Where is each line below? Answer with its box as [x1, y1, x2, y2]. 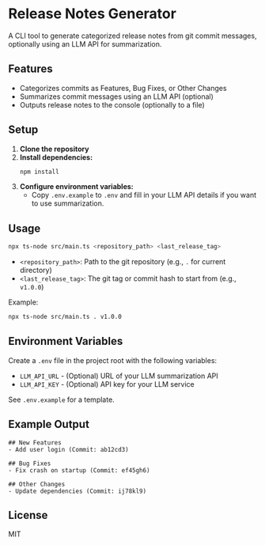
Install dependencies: [19, 152, 93, 162]
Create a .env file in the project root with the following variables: [8, 355, 218, 365]
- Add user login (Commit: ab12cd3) [8, 445, 129, 453]
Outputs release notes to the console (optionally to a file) [19, 100, 206, 109]
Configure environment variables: [19, 182, 134, 191]
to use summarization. [31, 199, 104, 208]
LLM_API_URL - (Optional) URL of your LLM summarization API [19, 371, 219, 380]
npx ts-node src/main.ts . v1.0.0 [8, 313, 123, 321]
